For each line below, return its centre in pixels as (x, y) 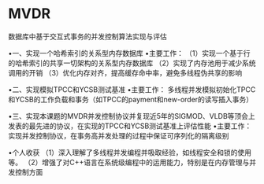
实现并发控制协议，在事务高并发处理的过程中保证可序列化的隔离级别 (119, 135)
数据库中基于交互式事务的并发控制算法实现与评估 (87, 36)
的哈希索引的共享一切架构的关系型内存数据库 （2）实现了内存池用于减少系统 (132, 63)
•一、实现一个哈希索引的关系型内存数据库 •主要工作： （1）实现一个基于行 (129, 53)
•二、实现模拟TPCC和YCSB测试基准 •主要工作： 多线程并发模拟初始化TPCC (132, 89)
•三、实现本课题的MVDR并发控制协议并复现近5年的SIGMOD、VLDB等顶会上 (132, 116)
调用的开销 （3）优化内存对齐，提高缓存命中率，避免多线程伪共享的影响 (125, 72)
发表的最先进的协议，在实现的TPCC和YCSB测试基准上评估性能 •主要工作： (130, 126)
